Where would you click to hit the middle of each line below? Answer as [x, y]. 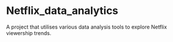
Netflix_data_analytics [62, 11]
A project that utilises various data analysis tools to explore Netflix [86, 27]
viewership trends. [29, 33]
